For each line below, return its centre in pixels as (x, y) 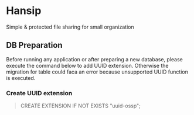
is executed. (21, 78)
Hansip (24, 11)
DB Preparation (34, 45)
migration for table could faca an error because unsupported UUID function (97, 72)
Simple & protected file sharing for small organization (70, 27)
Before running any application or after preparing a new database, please (94, 59)
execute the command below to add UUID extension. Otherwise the (87, 65)
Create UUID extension (39, 93)
